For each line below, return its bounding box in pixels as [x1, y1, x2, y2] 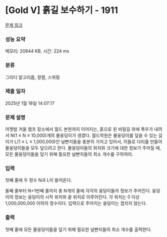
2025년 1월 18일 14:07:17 [5, 100, 55, 106]
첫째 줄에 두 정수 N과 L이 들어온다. [5, 177, 72, 183]
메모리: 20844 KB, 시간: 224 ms [5, 48, 69, 54]
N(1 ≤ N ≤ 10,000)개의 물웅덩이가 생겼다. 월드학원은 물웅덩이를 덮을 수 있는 [10, 132, 157, 138]
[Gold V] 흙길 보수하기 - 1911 [5, 4, 118, 16]
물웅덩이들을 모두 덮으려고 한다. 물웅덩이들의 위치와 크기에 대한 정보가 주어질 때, [5, 145, 161, 151]
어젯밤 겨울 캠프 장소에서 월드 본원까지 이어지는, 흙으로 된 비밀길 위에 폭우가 [5, 126, 153, 132]
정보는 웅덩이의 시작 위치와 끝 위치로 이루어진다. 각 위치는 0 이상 [14, 194, 140, 200]
